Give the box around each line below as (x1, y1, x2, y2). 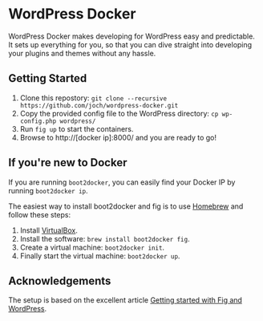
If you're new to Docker (8, 156, 127, 169)
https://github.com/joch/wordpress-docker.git (19, 101, 179, 109)
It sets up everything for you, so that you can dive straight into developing (8, 39, 253, 49)
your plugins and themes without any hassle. (8, 48, 156, 58)
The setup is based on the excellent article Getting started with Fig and (8, 295, 243, 305)
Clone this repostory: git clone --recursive (19, 93, 167, 103)
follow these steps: (8, 209, 71, 219)
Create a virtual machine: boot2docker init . (19, 242, 165, 252)
